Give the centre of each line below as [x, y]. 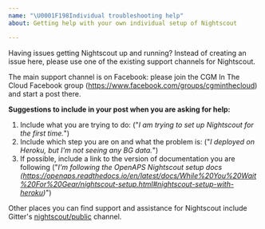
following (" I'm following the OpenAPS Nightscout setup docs [121, 167]
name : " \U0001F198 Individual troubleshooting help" [96, 16]
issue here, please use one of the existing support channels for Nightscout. [132, 61]
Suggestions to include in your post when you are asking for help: [119, 109]
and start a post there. [45, 93]
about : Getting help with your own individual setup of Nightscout [123, 23]
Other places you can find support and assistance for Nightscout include [128, 207]
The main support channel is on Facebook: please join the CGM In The [124, 77]
